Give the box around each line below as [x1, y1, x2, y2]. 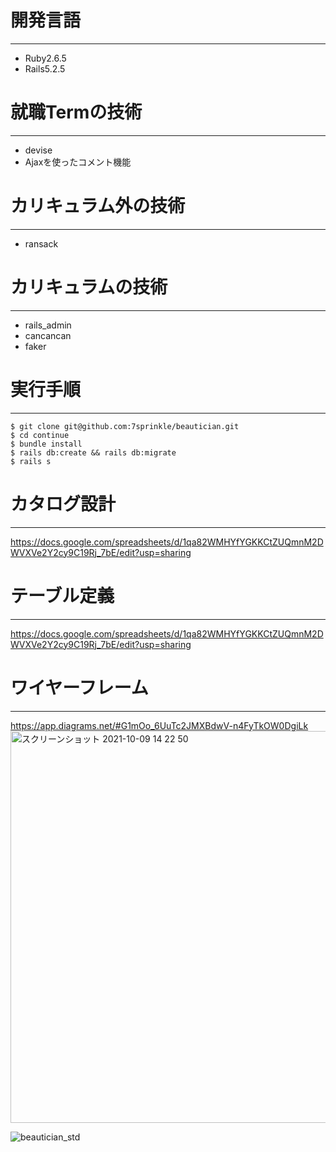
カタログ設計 [10, 492, 117, 515]
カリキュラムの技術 [10, 276, 168, 298]
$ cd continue [10, 430, 70, 440]
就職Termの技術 [10, 101, 143, 124]
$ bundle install [10, 439, 83, 449]
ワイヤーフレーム [10, 676, 149, 699]
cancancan [24, 329, 72, 341]
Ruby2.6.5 [24, 52, 67, 64]
